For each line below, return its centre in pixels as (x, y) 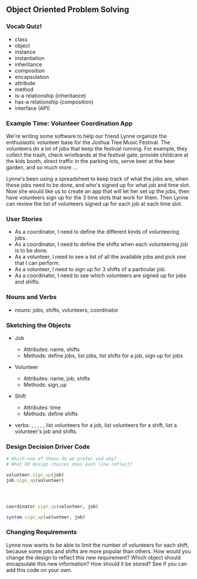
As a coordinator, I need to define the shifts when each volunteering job (101, 244)
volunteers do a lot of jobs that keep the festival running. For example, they (97, 148)
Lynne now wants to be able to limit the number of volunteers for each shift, (98, 545)
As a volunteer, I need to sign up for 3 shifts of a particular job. (90, 269)
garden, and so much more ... (42, 167)
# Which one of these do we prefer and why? (61, 459)
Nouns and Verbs (31, 297)
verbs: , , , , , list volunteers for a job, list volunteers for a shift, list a (96, 425)
